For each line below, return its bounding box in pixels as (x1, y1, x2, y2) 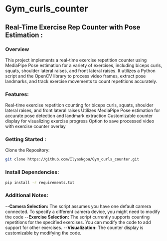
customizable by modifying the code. (5, 229, 81, 235)
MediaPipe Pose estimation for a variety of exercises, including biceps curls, (5, 62, 162, 68)
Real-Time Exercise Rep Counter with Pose (5, 23, 141, 31)
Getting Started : (5, 136, 46, 143)
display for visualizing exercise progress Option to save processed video (5, 118, 155, 124)
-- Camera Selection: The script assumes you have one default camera (5, 203, 151, 209)
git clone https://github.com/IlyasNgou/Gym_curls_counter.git (5, 157, 140, 162)
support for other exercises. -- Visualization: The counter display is (5, 224, 144, 230)
